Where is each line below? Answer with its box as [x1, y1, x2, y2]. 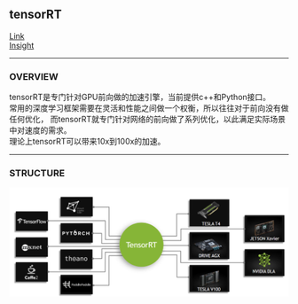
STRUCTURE [9, 168, 65, 180]
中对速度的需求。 [9, 125, 72, 136]
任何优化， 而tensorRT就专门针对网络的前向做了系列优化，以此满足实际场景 [9, 114, 286, 125]
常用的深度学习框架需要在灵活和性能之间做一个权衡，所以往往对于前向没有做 [9, 103, 289, 113]
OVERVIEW [9, 70, 59, 82]
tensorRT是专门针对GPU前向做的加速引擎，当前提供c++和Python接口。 [9, 92, 271, 103]
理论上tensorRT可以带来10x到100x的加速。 [9, 136, 166, 147]
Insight [9, 40, 35, 51]
